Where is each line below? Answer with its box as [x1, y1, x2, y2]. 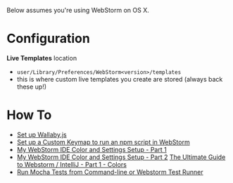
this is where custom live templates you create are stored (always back [16, 75, 223, 83]
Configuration [6, 31, 91, 46]
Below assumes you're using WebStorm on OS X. [6, 6, 149, 14]
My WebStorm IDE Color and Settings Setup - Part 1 [16, 145, 167, 153]
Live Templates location [6, 53, 77, 62]
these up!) [16, 82, 47, 91]
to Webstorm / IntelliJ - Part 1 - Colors [16, 160, 127, 168]
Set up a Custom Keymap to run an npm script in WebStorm [16, 137, 191, 146]
